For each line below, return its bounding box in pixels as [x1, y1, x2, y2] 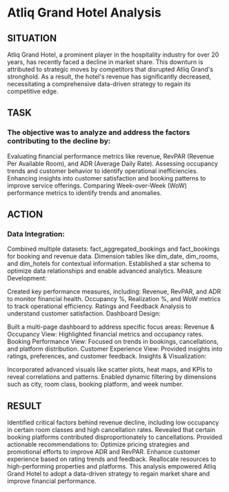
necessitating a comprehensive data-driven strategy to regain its [7, 80, 191, 88]
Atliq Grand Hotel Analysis [7, 5, 162, 21]
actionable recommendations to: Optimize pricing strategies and [7, 440, 190, 449]
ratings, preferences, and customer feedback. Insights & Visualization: [7, 352, 207, 360]
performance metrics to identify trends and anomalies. [7, 188, 162, 197]
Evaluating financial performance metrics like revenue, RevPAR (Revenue [7, 152, 215, 160]
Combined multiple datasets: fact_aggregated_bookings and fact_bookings [7, 245, 220, 253]
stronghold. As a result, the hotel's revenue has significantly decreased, [7, 72, 212, 81]
